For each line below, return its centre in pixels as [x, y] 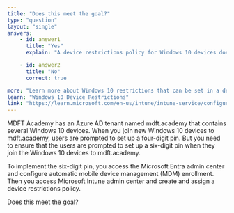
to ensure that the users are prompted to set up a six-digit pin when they [111, 145]
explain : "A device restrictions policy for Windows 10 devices [121, 53]
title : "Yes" [45, 46]
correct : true [46, 78]
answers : [20, 33]
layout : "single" [32, 26]
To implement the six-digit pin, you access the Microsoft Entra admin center [116, 166]
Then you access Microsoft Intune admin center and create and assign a [111, 181]
